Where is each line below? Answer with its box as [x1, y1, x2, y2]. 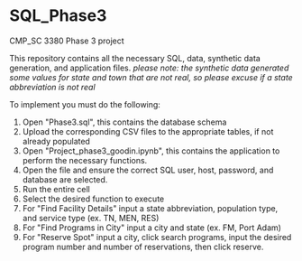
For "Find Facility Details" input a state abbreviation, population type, [22, 202, 279, 213]
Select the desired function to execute [22, 193, 165, 204]
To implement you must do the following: [9, 98, 160, 109]
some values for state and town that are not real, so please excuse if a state [9, 71, 293, 82]
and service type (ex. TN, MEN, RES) [22, 212, 160, 223]
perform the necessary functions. [22, 154, 148, 165]
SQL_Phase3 [9, 5, 107, 26]
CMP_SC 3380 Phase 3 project [9, 35, 124, 46]
